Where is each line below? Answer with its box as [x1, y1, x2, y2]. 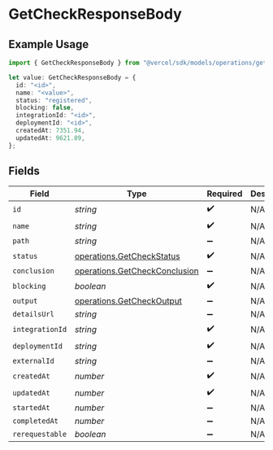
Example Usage [8, 37, 89, 51]
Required [206, 188, 243, 199]
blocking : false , [15, 103, 75, 112]
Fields [8, 164, 41, 178]
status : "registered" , [15, 96, 93, 104]
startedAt [12, 404, 50, 413]
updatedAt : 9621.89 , [15, 133, 85, 142]
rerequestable [12, 430, 67, 439]
